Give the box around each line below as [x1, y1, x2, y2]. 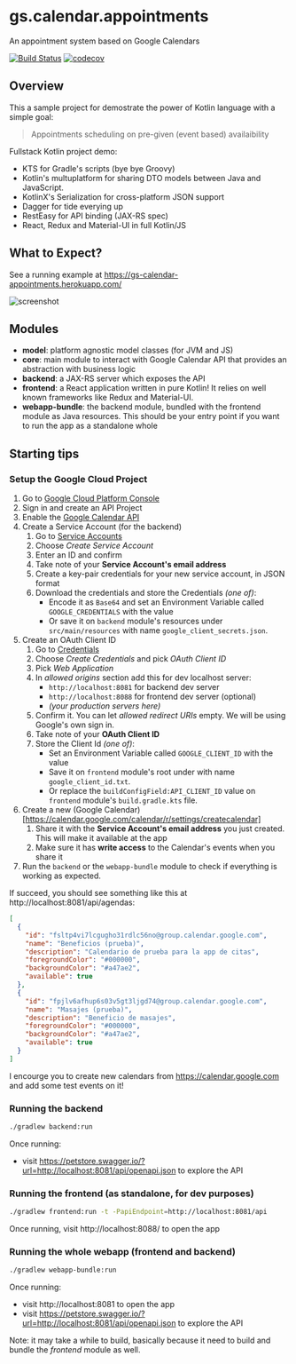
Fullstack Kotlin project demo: [9, 146, 118, 156]
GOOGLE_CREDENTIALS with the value [48, 607, 175, 617]
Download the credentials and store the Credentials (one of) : [35, 588, 257, 599]
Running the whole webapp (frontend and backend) [9, 1246, 237, 1258]
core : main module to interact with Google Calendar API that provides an [21, 354, 287, 365]
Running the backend [9, 1102, 104, 1114]
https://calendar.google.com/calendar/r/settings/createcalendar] [25, 814, 261, 825]
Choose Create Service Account [35, 540, 153, 551]
